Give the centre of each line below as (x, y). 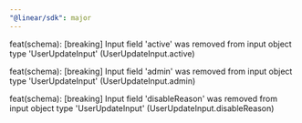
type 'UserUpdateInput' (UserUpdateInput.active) (102, 53)
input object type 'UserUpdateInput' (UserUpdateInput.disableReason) (142, 108)
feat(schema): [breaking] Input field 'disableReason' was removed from (144, 98)
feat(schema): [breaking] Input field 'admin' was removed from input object (151, 71)
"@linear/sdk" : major (51, 18)
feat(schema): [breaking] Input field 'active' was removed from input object (151, 44)
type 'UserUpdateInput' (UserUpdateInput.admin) (103, 81)
